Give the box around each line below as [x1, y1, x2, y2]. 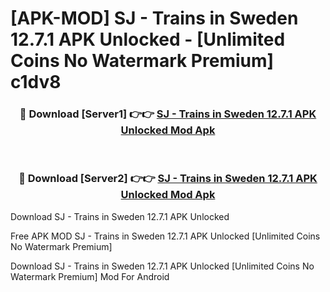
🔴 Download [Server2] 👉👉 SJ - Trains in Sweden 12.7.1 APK [18, 172, 318, 186]
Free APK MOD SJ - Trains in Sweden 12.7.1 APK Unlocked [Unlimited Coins [10, 230, 321, 242]
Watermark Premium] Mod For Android [10, 270, 170, 282]
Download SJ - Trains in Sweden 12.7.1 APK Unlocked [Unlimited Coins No [10, 260, 315, 272]
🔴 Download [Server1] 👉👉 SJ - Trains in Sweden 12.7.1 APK [19, 107, 317, 121]
